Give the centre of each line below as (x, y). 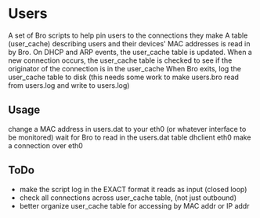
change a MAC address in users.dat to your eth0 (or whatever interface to (127, 129)
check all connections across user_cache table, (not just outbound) (128, 198)
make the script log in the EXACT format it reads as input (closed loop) (133, 189)
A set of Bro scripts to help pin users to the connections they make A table (128, 35)
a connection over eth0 (46, 145)
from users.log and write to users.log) (69, 85)
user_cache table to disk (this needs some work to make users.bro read (123, 77)
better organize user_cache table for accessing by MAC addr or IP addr (134, 205)
